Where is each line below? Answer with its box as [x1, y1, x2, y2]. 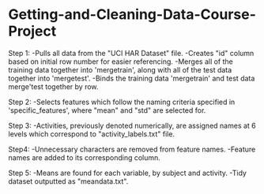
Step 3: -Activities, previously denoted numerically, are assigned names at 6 [8, 121, 257, 130]
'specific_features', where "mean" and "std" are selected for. [8, 105, 206, 115]
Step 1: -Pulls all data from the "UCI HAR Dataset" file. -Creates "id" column [8, 48, 255, 58]
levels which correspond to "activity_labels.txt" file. [8, 129, 175, 139]
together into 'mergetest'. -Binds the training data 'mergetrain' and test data [8, 73, 255, 83]
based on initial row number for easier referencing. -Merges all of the [8, 57, 233, 66]
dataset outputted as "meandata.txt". [8, 176, 129, 186]
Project [8, 22, 57, 40]
